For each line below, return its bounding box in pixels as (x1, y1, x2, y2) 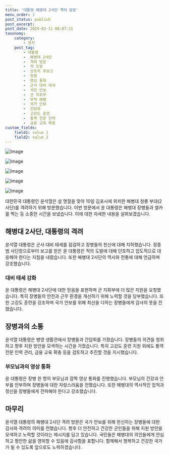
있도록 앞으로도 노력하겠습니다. (21, 444, 82, 450)
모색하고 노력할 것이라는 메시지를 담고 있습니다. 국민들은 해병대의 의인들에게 (5, 432, 155, 438)
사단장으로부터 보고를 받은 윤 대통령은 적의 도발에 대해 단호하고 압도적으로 (10, 248, 156, 254)
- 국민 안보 (23, 87, 46, 93)
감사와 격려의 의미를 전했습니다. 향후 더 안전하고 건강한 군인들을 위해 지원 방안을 (5, 425, 163, 431)
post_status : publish (5, 17, 51, 22)
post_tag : (14, 45, 35, 50)
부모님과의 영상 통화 (5, 363, 51, 370)
